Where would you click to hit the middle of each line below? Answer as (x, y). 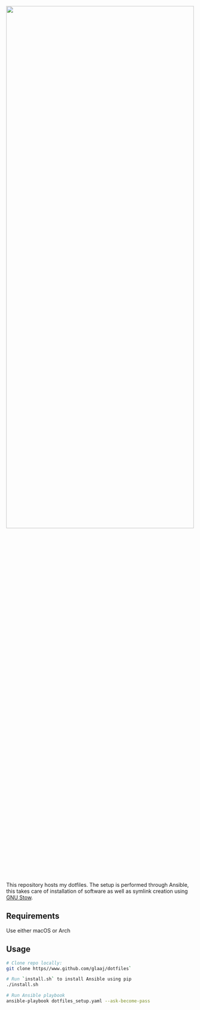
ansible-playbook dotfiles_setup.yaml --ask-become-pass (78, 1001)
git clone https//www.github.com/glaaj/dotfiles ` (69, 968)
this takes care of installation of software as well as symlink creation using (97, 891)
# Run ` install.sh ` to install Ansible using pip (69, 979)
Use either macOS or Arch (38, 930)
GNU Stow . (20, 898)
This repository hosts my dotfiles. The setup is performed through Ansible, (98, 885)
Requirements (33, 916)
